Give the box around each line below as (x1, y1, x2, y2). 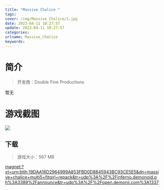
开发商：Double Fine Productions (17, 79, 84, 85)
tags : (5, 12, 16, 17)
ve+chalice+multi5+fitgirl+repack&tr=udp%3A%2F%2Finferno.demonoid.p (5, 174, 157, 180)
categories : (5, 30, 29, 35)
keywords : (5, 39, 25, 44)
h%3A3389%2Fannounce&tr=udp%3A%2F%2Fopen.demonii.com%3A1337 (5, 180, 159, 186)
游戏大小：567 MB (17, 154, 55, 160)
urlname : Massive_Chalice (5, 35, 58, 40)
